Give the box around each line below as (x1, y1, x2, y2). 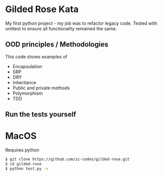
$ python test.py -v (5, 166, 49, 171)
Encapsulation (12, 63, 42, 69)
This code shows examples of (5, 53, 68, 60)
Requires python (5, 147, 39, 153)
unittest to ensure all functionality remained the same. (5, 25, 117, 31)
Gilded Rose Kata (5, 4, 79, 15)
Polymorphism (12, 90, 43, 96)
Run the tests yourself (5, 110, 77, 119)
